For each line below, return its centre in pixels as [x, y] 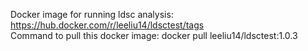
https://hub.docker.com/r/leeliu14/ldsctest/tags [107, 25]
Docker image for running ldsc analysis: [92, 14]
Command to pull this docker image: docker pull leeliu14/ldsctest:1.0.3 [154, 35]
